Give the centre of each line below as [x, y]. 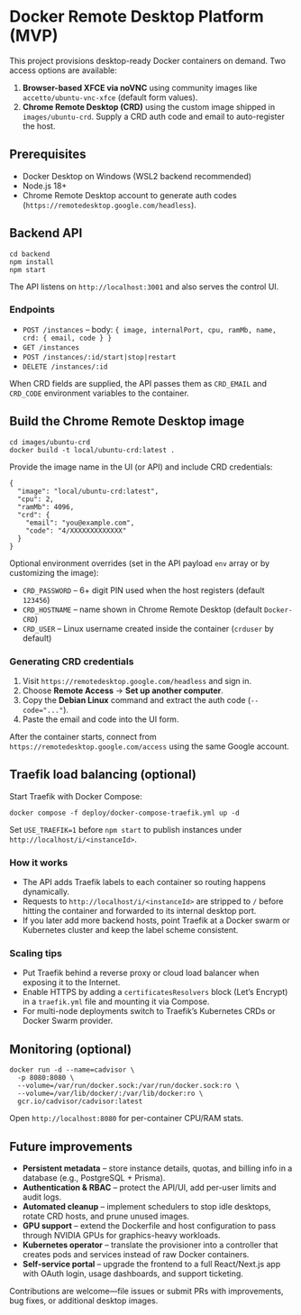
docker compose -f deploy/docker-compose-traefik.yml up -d [125, 813]
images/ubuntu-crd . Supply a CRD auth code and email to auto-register [154, 116]
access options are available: [63, 70]
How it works [39, 863]
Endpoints [32, 310]
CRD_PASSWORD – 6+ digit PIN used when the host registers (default [143, 590]
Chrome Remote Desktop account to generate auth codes [129, 195]
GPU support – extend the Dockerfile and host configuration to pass [149, 1226]
